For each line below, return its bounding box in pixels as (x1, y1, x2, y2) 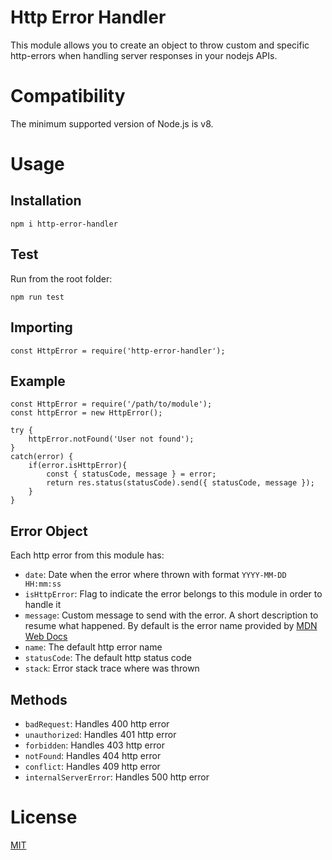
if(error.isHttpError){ (28, 461, 128, 471)
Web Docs (24, 631, 68, 643)
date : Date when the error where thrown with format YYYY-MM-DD (24, 569, 287, 581)
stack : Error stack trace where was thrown (24, 662, 200, 675)
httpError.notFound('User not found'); (28, 434, 195, 445)
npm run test (10, 292, 65, 302)
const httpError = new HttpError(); (10, 408, 163, 418)
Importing (10, 319, 73, 336)
